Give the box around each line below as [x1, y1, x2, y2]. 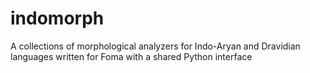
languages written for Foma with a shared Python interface [10, 50, 253, 62]
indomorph [10, 7, 105, 30]
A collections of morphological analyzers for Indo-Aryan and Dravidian [10, 40, 301, 52]
